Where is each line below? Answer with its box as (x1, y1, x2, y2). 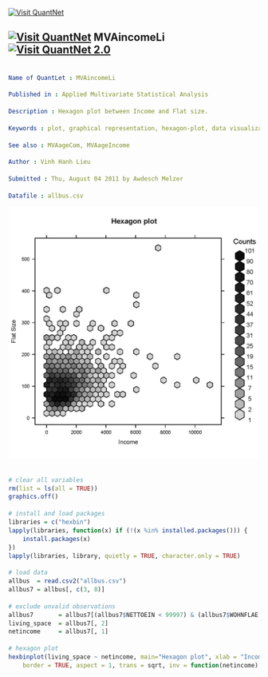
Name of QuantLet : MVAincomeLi (8, 74, 116, 82)
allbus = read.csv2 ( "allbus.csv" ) (8, 577, 127, 585)
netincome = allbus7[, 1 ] (8, 627, 109, 635)
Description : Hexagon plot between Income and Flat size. (8, 108, 209, 116)
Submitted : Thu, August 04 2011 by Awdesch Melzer (8, 175, 183, 183)
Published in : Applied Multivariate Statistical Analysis (8, 90, 209, 99)
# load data (8, 568, 48, 577)
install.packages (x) (22, 535, 91, 543)
